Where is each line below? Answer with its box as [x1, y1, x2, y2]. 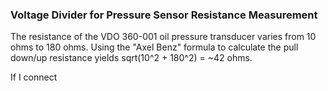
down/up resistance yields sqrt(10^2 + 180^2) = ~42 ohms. [10, 52, 253, 64]
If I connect [10, 71, 58, 83]
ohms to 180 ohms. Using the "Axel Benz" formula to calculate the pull [10, 41, 299, 53]
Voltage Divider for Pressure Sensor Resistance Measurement [10, 8, 318, 22]
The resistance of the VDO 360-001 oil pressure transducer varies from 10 [10, 31, 317, 43]
